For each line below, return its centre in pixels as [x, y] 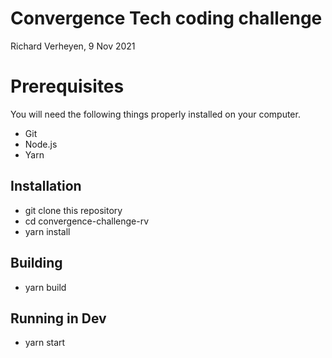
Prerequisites [67, 86]
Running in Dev [58, 318]
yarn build [45, 287]
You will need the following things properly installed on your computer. [155, 114]
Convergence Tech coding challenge [166, 18]
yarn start [45, 343]
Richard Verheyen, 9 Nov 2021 [73, 46]
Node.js [41, 144]
